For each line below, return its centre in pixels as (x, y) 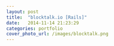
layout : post (22, 12)
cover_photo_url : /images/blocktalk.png (58, 34)
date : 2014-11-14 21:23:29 (43, 23)
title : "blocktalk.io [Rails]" (46, 17)
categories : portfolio (34, 28)
